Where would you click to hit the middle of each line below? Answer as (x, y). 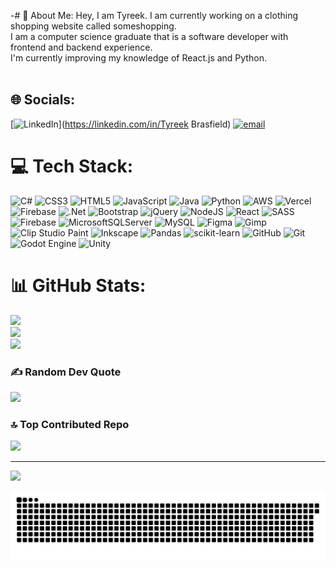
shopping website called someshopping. (93, 26)
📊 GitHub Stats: (78, 285)
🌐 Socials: (43, 100)
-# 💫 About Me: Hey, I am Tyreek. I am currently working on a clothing (154, 15)
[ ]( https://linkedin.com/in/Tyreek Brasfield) (121, 124)
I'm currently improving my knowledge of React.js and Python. (138, 58)
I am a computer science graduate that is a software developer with (149, 36)
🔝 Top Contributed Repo (70, 424)
